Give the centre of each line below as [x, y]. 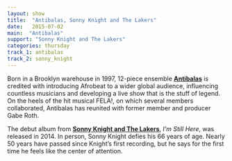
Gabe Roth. [23, 115]
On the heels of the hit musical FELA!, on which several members [100, 101]
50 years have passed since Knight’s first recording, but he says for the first [116, 144]
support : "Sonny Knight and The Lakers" [67, 40]
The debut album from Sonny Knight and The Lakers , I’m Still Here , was [111, 128]
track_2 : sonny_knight [40, 59]
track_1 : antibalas [35, 53]
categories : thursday [39, 46]
